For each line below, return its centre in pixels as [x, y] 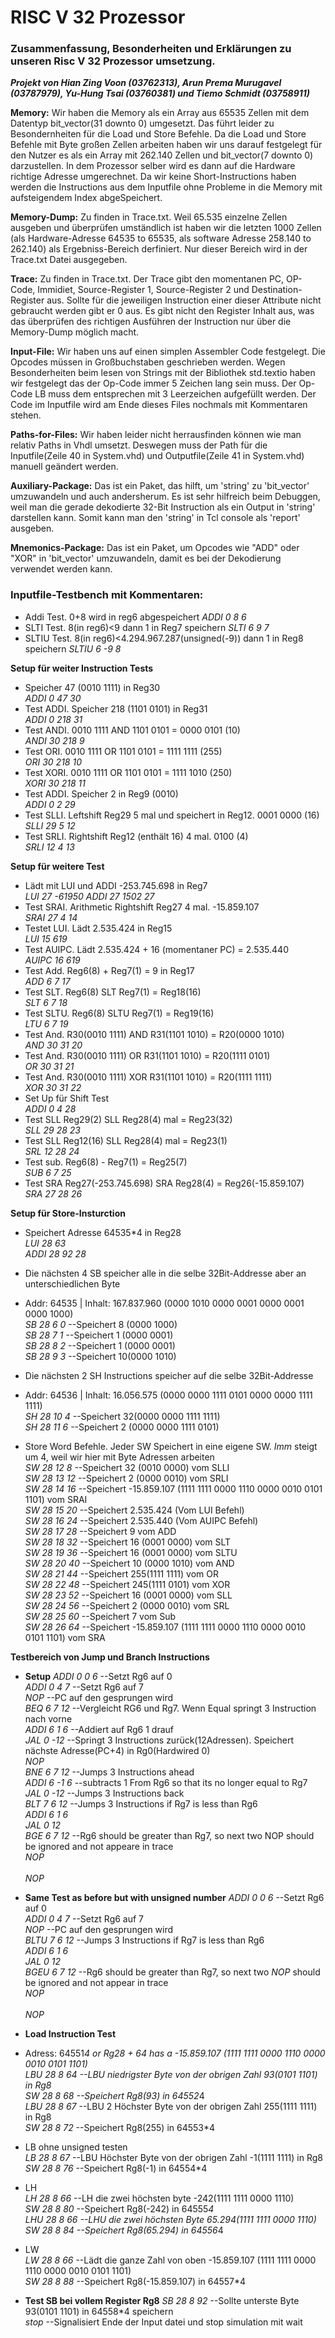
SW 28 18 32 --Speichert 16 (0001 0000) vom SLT [128, 1542]
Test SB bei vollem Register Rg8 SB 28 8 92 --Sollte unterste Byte [162, 2300]
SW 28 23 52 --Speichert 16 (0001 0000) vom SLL [128, 1595]
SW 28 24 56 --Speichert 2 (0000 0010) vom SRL [127, 1605]
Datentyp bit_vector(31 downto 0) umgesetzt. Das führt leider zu [142, 123]
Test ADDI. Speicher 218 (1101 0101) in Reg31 [116, 708]
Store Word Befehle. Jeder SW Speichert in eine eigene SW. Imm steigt [171, 1446]
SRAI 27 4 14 [51, 917]
